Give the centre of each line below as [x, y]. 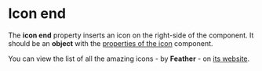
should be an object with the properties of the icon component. [111, 43]
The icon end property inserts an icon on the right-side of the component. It [131, 35]
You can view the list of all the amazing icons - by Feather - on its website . [129, 59]
